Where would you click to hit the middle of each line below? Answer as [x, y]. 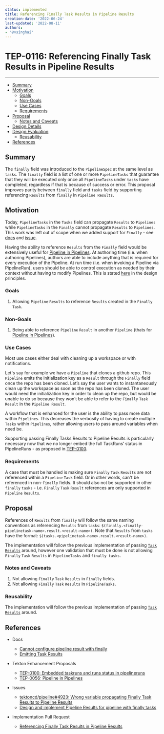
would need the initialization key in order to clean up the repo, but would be [81, 394]
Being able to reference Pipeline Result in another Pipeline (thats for [82, 330]
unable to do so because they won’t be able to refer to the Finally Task [77, 399]
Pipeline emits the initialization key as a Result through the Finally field [78, 378]
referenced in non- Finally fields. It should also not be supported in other [79, 482]
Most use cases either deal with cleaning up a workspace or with [70, 358]
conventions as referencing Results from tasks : [53, 525]
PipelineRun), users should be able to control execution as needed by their [80, 268]
